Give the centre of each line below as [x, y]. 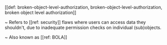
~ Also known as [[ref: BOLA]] [36, 37]
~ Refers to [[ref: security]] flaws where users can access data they [75, 22]
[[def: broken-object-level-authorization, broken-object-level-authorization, [83, 7]
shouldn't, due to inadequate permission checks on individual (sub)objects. [83, 27]
